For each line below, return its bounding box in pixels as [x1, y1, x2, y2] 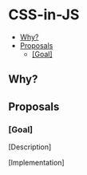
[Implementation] [8, 158, 65, 168]
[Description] [8, 142, 52, 152]
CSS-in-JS [8, 6, 80, 24]
